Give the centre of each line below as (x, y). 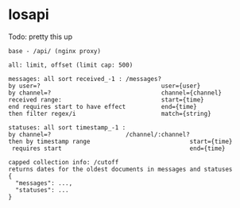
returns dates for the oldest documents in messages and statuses (120, 169)
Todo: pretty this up (41, 37)
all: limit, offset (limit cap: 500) (71, 65)
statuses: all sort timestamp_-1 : (67, 127)
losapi (29, 15)
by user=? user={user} (105, 86)
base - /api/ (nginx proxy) (55, 51)
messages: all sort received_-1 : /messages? (85, 79)
